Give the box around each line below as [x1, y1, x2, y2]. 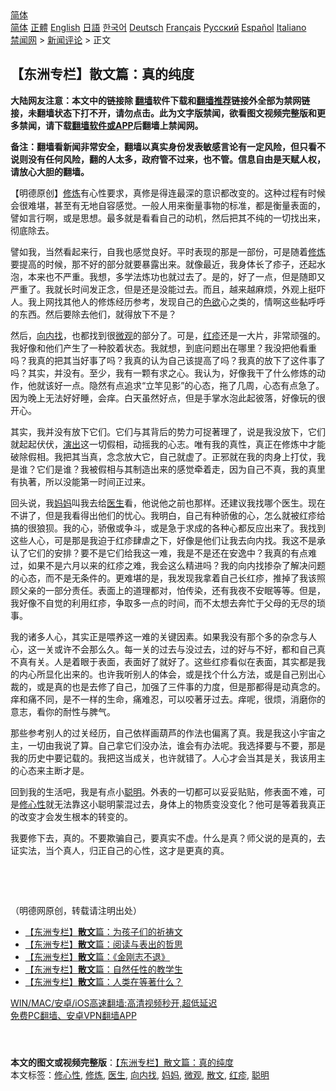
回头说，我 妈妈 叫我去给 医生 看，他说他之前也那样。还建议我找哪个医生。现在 [10, 497, 326, 509]
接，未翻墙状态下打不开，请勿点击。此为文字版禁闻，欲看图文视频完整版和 [10, 107, 317, 119]
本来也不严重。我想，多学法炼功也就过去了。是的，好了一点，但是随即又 [27, 270, 326, 282]
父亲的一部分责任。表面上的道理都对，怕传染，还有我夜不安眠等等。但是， [18, 584, 326, 596]
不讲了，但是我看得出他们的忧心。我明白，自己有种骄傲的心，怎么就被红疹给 [10, 509, 326, 521]
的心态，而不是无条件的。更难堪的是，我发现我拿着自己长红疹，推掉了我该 [10, 572, 317, 584]
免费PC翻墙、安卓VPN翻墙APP [10, 1009, 137, 1021]
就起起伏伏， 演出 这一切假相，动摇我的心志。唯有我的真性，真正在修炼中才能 [10, 438, 326, 450]
